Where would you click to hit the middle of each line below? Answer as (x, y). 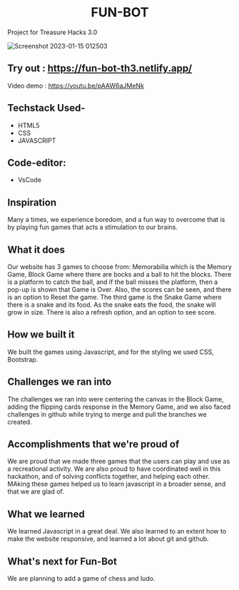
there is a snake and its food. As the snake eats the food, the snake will (112, 305)
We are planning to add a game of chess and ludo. (81, 579)
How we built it (41, 335)
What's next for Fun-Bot (62, 561)
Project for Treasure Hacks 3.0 (52, 32)
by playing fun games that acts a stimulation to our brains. (93, 227)
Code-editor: (37, 162)
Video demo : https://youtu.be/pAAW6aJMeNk (76, 86)
